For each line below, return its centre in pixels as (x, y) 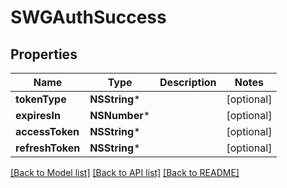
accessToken (47, 131)
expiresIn (38, 115)
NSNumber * (120, 115)
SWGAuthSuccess (88, 17)
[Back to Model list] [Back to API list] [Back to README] (125, 172)
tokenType (41, 99)
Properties (44, 54)
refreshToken (48, 148)
